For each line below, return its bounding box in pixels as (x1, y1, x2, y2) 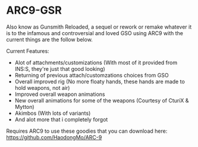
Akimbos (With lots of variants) (14, 110, 91, 117)
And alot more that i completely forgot (14, 115, 108, 123)
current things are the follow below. (6, 36, 93, 43)
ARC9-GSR (6, 4, 62, 17)
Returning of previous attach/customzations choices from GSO (14, 71, 169, 79)
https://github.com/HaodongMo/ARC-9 (6, 133, 102, 140)
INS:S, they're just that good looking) (14, 65, 105, 72)
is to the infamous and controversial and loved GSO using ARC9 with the (6, 29, 183, 36)
